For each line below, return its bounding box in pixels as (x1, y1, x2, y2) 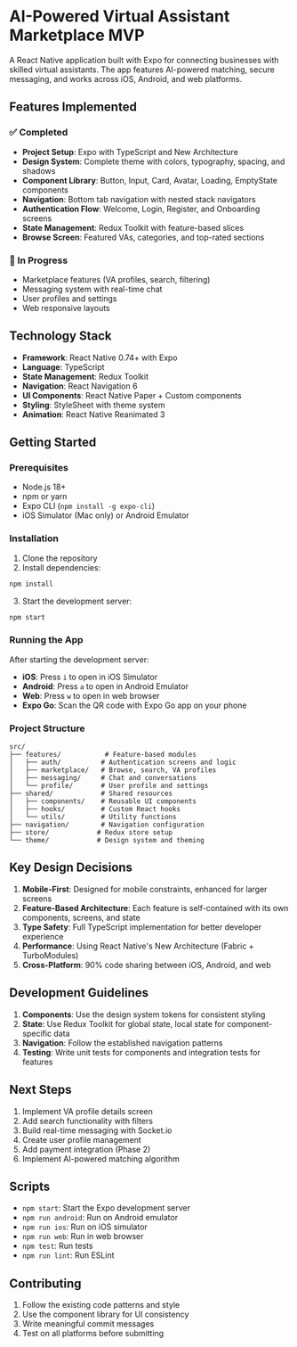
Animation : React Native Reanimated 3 (21, 408, 165, 420)
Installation (9, 532, 60, 545)
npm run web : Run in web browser (21, 1231, 144, 1242)
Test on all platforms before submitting (21, 1328, 165, 1339)
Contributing (9, 1276, 82, 1291)
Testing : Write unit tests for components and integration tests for (21, 1047, 261, 1057)
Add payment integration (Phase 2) (21, 1144, 151, 1154)
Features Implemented (9, 100, 138, 115)
